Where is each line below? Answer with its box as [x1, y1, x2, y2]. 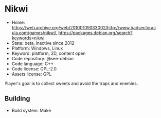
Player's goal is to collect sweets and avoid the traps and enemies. [4, 80, 138, 86]
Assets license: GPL [11, 71, 52, 77]
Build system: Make [11, 107, 52, 113]
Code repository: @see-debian [11, 55, 74, 61]
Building [4, 95, 30, 103]
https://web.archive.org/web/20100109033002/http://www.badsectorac [11, 24, 156, 30]
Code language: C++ [11, 61, 54, 67]
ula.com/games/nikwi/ [11, 30, 56, 35]
